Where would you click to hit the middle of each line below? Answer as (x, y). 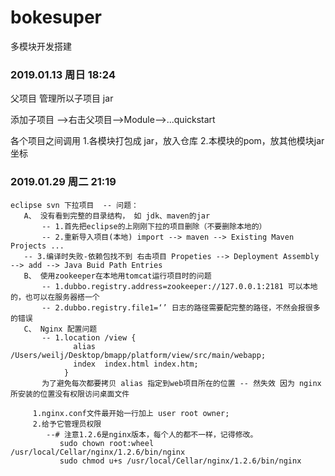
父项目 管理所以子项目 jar (62, 98)
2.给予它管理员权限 (67, 424)
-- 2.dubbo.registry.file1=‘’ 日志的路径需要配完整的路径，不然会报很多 (181, 307)
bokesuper (56, 17)
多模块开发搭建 (41, 46)
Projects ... (37, 246)
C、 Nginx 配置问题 (60, 329)
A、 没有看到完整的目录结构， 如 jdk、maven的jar (117, 216)
